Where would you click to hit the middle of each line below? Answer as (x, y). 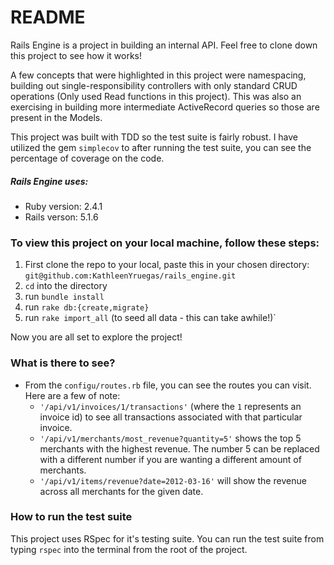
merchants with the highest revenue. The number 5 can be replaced (179, 448)
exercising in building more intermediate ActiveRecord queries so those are (165, 107)
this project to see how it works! (76, 55)
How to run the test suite (71, 517)
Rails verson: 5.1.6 (61, 217)
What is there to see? (63, 363)
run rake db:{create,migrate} (87, 307)
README (48, 17)
